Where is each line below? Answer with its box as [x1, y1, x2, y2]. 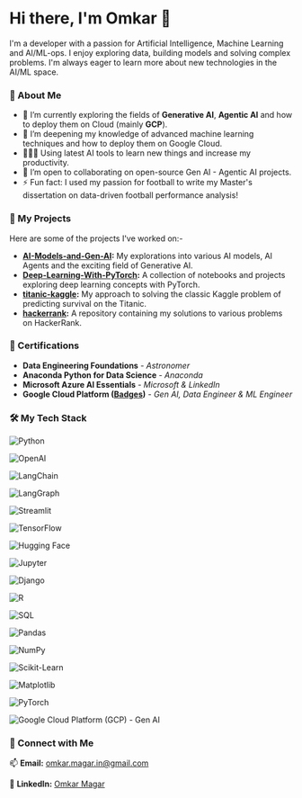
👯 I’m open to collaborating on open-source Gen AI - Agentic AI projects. [22, 166, 292, 178]
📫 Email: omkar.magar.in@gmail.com [9, 758, 149, 768]
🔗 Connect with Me [9, 737, 94, 749]
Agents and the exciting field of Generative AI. [22, 260, 193, 271]
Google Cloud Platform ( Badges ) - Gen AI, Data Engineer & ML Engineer [22, 389, 293, 399]
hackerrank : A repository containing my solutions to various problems [22, 308, 283, 318]
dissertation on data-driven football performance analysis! [22, 190, 238, 201]
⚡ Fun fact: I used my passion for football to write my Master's [22, 177, 253, 188]
